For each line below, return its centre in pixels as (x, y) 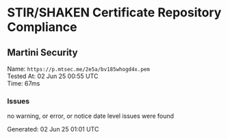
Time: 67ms (24, 83)
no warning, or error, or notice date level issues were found (91, 116)
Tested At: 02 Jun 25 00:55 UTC (53, 76)
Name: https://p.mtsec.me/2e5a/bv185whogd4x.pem (79, 69)
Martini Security (42, 52)
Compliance (42, 27)
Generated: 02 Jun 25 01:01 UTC (53, 129)
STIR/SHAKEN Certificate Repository (114, 13)
